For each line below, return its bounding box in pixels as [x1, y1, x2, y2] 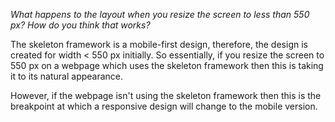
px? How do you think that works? [10, 19, 151, 31]
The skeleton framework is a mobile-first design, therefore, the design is [10, 39, 308, 50]
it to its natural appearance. [10, 70, 124, 82]
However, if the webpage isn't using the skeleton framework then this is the [10, 90, 322, 101]
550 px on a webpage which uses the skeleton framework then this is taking [10, 60, 324, 71]
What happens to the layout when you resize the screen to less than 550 [10, 9, 310, 20]
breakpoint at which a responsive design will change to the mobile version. [10, 100, 318, 112]
